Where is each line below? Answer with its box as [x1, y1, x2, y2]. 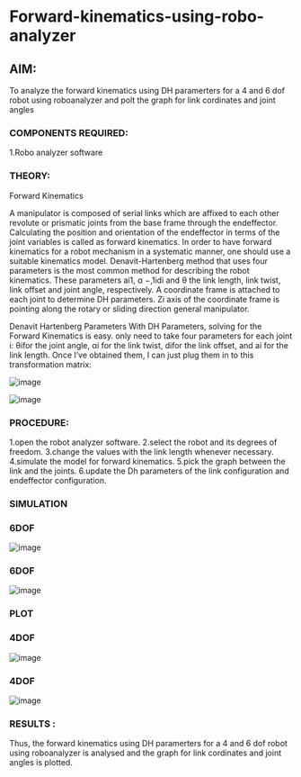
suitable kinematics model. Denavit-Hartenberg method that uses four [9, 255, 268, 267]
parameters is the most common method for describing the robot [9, 265, 250, 276]
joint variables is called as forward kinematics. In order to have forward [9, 236, 272, 247]
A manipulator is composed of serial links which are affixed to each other [9, 207, 280, 218]
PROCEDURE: [9, 416, 69, 429]
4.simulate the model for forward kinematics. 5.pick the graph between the [9, 456, 286, 466]
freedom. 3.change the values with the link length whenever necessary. [9, 446, 274, 456]
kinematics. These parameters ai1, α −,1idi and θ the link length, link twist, [9, 275, 281, 285]
